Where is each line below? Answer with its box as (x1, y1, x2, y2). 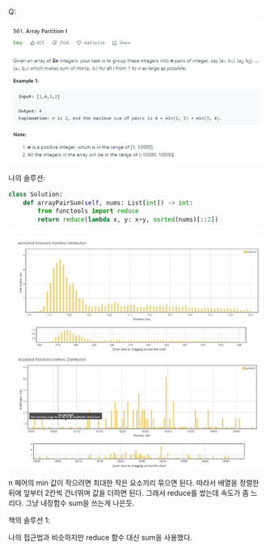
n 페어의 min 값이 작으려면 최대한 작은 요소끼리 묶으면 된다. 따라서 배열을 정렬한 (8, 478, 259, 488)
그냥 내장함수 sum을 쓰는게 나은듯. (25, 498, 135, 508)
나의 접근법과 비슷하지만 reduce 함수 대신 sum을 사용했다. (8, 533, 192, 543)
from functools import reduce (37, 207, 139, 215)
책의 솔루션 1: (8, 515, 51, 525)
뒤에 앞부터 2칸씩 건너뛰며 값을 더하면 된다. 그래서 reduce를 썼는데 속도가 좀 (8, 489, 249, 498)
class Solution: (8, 190, 63, 198)
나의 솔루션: (8, 173, 46, 183)
